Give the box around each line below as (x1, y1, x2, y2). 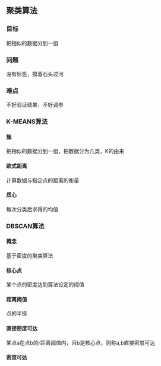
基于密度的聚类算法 (6, 252, 53, 259)
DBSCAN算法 (6, 222, 45, 230)
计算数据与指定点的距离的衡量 (6, 177, 79, 184)
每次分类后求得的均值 (6, 205, 58, 212)
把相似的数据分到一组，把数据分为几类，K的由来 (6, 148, 125, 155)
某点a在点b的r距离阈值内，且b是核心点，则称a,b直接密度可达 (6, 339, 156, 346)
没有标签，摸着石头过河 (6, 70, 64, 77)
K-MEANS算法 (6, 117, 48, 126)
